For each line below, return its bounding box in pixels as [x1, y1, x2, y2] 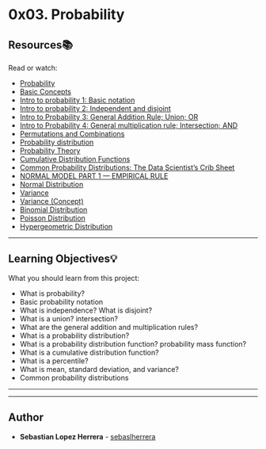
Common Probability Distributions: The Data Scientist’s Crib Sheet [19, 163, 235, 172]
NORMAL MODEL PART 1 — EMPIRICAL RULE [19, 171, 169, 180]
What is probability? [19, 288, 85, 298]
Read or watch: [8, 63, 58, 72]
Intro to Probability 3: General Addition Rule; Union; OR [19, 113, 199, 121]
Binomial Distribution [19, 205, 88, 214]
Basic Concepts [19, 87, 71, 96]
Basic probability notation [19, 297, 104, 306]
